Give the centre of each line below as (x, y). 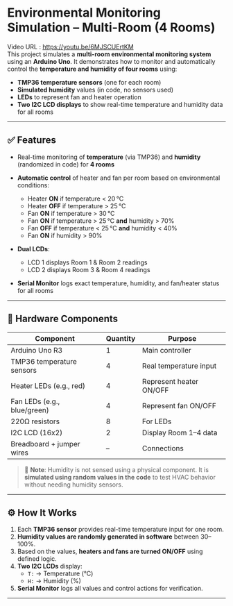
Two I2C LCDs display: (50, 566)
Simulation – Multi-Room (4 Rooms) (111, 27)
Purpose (182, 338)
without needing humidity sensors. (74, 485)
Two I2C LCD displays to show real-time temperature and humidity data (120, 104)
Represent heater (170, 381)
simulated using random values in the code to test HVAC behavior (120, 477)
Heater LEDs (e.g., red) (48, 385)
